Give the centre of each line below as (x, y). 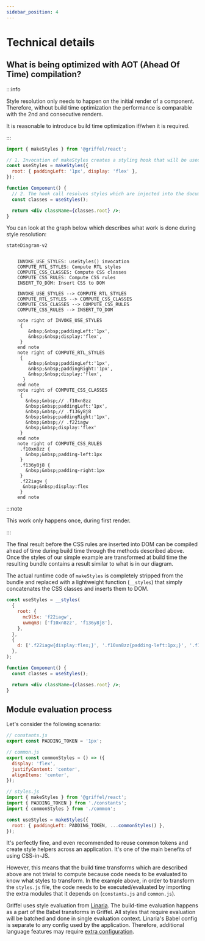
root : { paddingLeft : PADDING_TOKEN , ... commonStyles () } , (88, 825)
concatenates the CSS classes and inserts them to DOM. (77, 589)
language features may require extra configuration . (70, 932)
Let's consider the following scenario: (54, 724)
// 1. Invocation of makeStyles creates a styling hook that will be (97, 160)
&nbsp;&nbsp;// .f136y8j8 (58, 412)
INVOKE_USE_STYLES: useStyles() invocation (74, 262)
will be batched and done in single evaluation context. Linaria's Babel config (102, 918)
